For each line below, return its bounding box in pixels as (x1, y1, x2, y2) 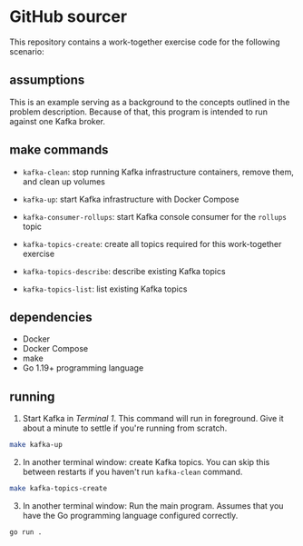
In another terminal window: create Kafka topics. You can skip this (22, 457, 270, 468)
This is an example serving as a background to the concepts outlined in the (9, 96, 290, 107)
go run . (9, 527, 43, 537)
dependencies (9, 309, 93, 324)
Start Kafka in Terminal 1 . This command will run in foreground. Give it (22, 413, 284, 424)
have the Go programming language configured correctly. (22, 510, 239, 521)
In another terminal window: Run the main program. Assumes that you (22, 500, 284, 511)
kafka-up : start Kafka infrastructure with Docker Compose (22, 194, 239, 204)
